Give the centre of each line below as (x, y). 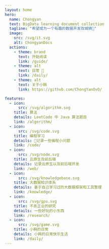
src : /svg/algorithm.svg (44, 108)
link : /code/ (28, 145)
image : (16, 33)
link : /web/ (26, 169)
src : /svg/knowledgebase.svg (49, 178)
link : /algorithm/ (33, 122)
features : (15, 99)
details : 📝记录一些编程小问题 (42, 141)
